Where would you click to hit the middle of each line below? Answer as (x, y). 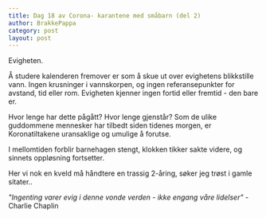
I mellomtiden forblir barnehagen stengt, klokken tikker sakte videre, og (125, 149)
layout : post (30, 38)
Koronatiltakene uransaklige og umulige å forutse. (90, 134)
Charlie (20, 206)
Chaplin (46, 206)
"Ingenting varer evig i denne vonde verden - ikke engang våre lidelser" (126, 197)
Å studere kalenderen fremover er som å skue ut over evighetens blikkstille (131, 76)
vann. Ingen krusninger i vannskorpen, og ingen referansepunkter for (121, 85)
